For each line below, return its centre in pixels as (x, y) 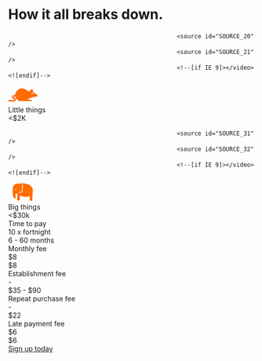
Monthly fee (27, 248)
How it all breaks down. (86, 15)
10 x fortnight (29, 232)
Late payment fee (36, 323)
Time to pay (27, 223)
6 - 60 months (31, 240)
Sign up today (31, 348)
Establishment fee (37, 273)
